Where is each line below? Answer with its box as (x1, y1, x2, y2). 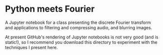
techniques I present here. (5, 44, 58, 50)
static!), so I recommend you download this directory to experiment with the (5, 39, 158, 45)
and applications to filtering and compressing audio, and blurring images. (5, 24, 152, 30)
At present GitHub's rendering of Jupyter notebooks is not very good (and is (5, 34, 159, 40)
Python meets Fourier (5, 3, 95, 15)
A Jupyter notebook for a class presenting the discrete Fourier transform (5, 19, 151, 25)
